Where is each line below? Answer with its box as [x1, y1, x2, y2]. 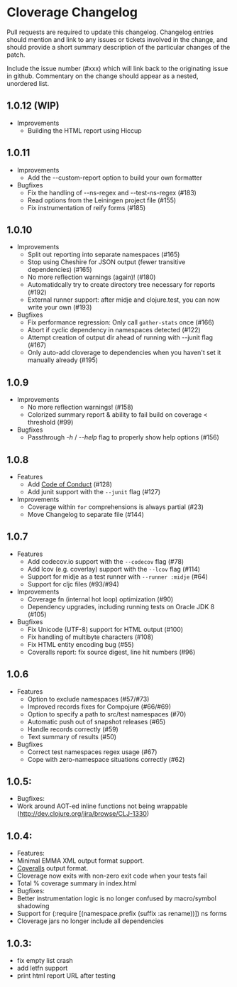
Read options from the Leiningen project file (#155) [27, 196, 177, 205]
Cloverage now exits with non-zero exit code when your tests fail [16, 871, 207, 880]
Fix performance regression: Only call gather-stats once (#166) [27, 318, 214, 327]
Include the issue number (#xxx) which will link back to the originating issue [6, 64, 228, 72]
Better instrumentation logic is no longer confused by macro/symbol [16, 894, 217, 903]
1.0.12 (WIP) [6, 100, 60, 112]
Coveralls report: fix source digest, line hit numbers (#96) [27, 648, 196, 656]
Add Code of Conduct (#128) [27, 480, 113, 489]
